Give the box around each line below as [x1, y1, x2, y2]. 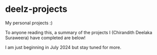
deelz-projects [5, 3, 68, 15]
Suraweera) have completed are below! [5, 35, 86, 41]
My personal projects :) [5, 20, 53, 26]
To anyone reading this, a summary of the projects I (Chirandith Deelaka [5, 29, 153, 35]
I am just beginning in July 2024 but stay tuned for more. [5, 44, 122, 50]
